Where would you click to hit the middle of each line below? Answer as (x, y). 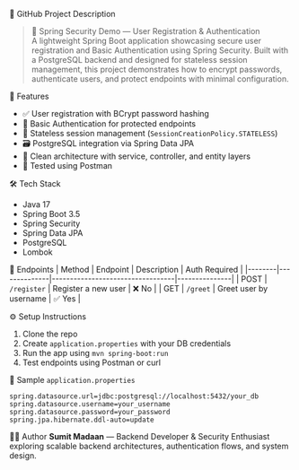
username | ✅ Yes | (45, 299)
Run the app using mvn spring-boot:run (95, 353)
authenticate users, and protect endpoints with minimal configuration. (160, 79)
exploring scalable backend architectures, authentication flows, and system (149, 446)
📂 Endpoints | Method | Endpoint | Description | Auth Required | (127, 270)
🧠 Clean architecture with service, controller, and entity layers (136, 156)
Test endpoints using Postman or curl (92, 362)
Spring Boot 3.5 (51, 214)
